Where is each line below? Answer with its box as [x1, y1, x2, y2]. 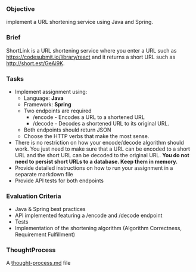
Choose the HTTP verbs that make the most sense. [23, 132, 150, 139]
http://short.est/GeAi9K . [6, 59, 65, 67]
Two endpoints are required [23, 107, 92, 114]
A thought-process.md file [6, 259, 71, 267]
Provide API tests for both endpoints [14, 177, 104, 184]
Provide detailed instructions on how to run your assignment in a [14, 164, 173, 172]
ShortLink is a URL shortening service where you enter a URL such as [6, 47, 177, 54]
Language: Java [23, 94, 64, 102]
